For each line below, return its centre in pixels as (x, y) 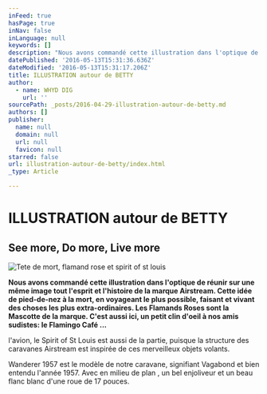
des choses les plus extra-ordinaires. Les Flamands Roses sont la (119, 308)
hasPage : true (32, 23)
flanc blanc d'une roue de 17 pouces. (69, 381)
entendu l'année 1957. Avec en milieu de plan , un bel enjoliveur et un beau (131, 373)
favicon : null (39, 149)
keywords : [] (30, 46)
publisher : (26, 120)
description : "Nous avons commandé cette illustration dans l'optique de (133, 53)
